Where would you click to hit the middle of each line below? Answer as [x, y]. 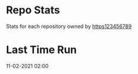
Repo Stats [33, 10]
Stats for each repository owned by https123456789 [69, 26]
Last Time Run [42, 50]
